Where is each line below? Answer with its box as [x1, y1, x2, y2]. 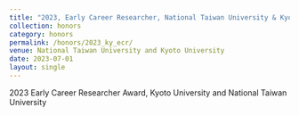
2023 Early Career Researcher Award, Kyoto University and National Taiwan [9, 87, 287, 98]
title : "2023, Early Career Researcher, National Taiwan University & [9, 12, 277, 22]
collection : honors [9, 21, 82, 30]
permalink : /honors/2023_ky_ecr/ [9, 37, 133, 47]
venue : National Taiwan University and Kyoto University [9, 46, 225, 55]
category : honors [9, 29, 74, 38]
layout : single [9, 63, 66, 72]
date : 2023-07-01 [9, 54, 74, 63]
